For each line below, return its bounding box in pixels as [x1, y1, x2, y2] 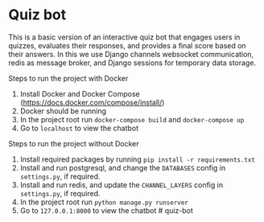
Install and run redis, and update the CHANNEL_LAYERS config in [19, 179, 224, 190]
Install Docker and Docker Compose [19, 88, 140, 98]
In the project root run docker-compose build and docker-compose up [19, 114, 245, 124]
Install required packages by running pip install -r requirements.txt [19, 154, 256, 164]
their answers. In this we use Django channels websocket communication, [8, 49, 254, 59]
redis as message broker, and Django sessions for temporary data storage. [8, 58, 256, 68]
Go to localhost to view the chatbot [19, 123, 139, 133]
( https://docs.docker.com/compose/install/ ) [19, 97, 165, 107]
